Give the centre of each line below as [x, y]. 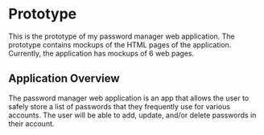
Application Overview [64, 78]
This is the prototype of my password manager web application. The [122, 36]
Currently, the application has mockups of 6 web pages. [101, 53]
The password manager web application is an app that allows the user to [129, 98]
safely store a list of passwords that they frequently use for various [120, 106]
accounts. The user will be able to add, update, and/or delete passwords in [132, 115]
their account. [31, 123]
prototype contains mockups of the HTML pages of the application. [120, 44]
